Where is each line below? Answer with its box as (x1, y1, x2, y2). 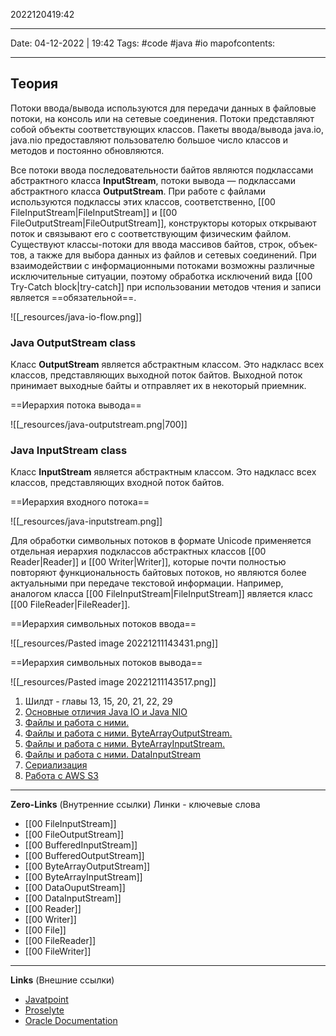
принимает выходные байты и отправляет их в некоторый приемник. (10, 380, 307, 392)
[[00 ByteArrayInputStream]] (24, 871, 143, 883)
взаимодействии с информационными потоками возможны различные (10, 259, 315, 271)
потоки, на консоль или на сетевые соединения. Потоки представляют (10, 112, 315, 124)
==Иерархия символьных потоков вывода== (10, 657, 203, 669)
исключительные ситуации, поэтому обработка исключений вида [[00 (10, 270, 313, 282)
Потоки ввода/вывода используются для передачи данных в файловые (10, 102, 317, 114)
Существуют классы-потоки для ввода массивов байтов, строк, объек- (10, 238, 318, 250)
